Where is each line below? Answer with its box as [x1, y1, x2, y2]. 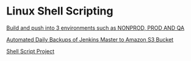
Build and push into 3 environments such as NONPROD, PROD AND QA [6, 24, 185, 31]
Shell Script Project [6, 47, 55, 55]
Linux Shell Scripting [6, 4, 114, 18]
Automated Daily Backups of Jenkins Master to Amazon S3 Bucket [6, 36, 174, 43]
